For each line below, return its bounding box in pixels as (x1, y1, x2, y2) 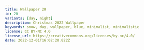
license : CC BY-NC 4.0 (5, 29, 51, 34)
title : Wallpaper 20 (5, 7, 47, 12)
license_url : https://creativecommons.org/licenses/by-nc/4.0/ (5, 34, 135, 39)
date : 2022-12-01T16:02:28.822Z (5, 38, 70, 43)
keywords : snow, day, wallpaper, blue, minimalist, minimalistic (5, 25, 139, 30)
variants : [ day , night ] (5, 16, 53, 20)
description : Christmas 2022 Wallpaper (5, 20, 86, 25)
